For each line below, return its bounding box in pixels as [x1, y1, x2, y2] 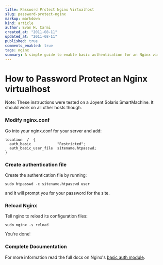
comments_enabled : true [5, 43, 53, 48]
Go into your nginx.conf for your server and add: [5, 128, 102, 133]
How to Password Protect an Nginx [5, 73, 148, 84]
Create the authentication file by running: [5, 172, 87, 178]
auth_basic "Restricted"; [9, 141, 86, 146]
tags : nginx [5, 48, 29, 52]
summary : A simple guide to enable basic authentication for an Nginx [5, 52, 151, 57]
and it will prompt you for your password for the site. [5, 190, 110, 196]
